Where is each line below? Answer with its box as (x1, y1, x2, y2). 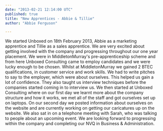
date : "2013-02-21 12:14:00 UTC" (5, 7, 73, 12)
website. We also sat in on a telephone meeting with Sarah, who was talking (5, 110, 157, 116)
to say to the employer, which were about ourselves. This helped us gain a (5, 74, 154, 80)
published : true (5, 12, 38, 16)
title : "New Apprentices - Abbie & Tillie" (5, 16, 95, 21)
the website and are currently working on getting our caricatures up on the (5, 105, 155, 111)
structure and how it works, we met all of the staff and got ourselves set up (5, 95, 156, 101)
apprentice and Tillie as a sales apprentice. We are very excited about (5, 43, 145, 49)
